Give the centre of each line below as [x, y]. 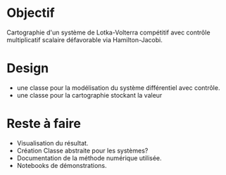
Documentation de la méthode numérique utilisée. [89, 158]
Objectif [31, 13]
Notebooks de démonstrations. [62, 165]
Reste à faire [44, 124]
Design [28, 69]
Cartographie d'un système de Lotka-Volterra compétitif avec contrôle [108, 32]
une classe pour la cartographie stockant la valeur [89, 95]
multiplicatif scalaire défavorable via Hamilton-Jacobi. [84, 39]
